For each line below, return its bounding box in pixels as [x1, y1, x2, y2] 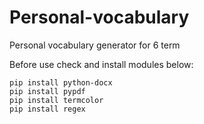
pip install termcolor [9, 95, 104, 105]
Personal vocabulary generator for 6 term [9, 39, 181, 51]
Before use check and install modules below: [9, 58, 194, 70]
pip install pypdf [9, 86, 86, 96]
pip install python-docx [9, 77, 113, 88]
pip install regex [9, 104, 86, 114]
